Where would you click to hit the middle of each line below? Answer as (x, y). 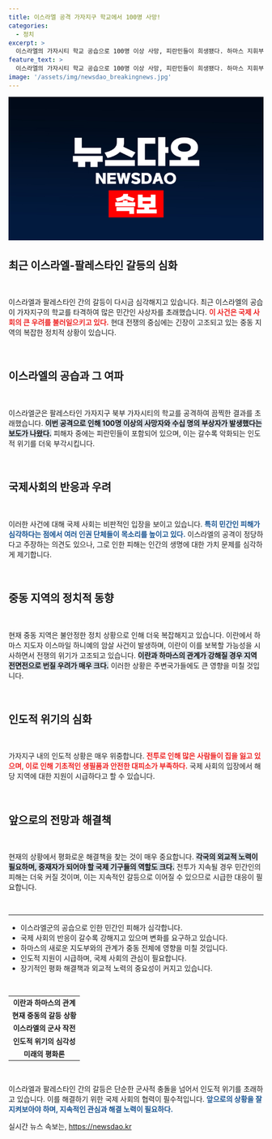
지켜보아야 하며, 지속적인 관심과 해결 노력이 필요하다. (91, 1109)
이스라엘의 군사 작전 (44, 1028)
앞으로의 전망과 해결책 (60, 820)
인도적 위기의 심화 (50, 719)
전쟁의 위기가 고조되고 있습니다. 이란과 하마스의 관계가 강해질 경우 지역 (147, 655)
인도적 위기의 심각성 (44, 1041)
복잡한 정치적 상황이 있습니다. (70, 333)
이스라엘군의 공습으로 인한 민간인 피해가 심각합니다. (101, 928)
